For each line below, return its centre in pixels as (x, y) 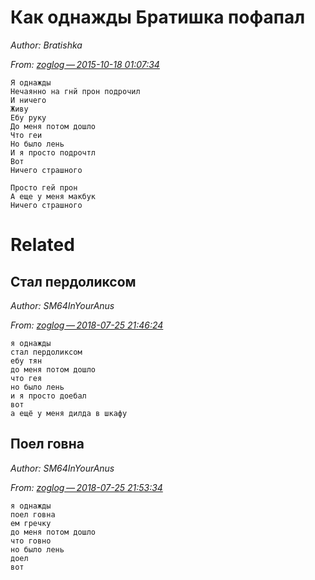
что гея (26, 378)
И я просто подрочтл (53, 152)
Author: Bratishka (46, 45)
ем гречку (31, 523)
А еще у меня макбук (53, 196)
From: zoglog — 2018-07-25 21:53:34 (86, 487)
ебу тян (26, 361)
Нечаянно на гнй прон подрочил (75, 91)
